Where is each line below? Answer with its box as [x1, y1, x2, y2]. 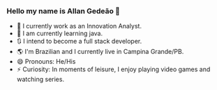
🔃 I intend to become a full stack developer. [16, 37, 142, 46]
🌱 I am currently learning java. [16, 29, 103, 37]
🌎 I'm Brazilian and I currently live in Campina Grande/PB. [16, 48, 184, 56]
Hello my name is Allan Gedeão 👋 [6, 6, 120, 16]
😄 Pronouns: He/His [16, 57, 76, 66]
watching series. [16, 75, 64, 84]
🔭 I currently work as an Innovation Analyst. [16, 22, 142, 30]
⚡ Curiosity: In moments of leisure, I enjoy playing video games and [16, 65, 211, 73]
